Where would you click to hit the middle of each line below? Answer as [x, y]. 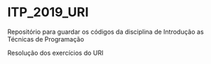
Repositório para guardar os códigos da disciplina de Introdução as [105, 32]
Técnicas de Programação [46, 39]
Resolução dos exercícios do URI [56, 53]
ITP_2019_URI [48, 12]
